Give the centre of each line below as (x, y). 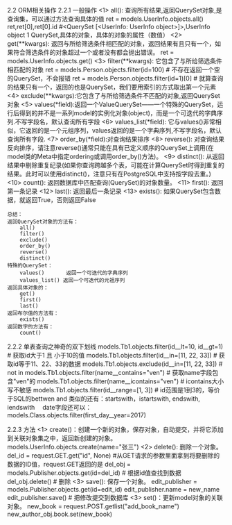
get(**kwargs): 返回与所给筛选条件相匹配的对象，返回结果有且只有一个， (111, 43)
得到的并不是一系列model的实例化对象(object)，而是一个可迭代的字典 (118, 113)
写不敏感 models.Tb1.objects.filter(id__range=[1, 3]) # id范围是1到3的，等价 (114, 390)
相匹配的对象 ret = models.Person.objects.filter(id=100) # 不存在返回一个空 (114, 69)
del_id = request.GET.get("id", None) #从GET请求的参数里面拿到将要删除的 (114, 456)
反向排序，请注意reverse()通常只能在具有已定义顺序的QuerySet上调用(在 (111, 148)
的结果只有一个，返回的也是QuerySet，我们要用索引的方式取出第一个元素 (112, 87)
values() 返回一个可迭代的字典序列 (74, 273)
